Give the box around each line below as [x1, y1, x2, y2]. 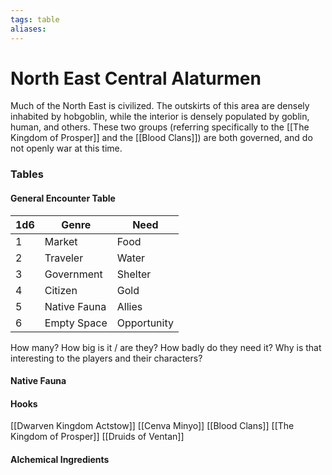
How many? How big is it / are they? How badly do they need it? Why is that [10, 341, 322, 353]
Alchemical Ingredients [10, 453, 110, 465]
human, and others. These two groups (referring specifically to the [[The [10, 121, 310, 133]
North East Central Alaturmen [10, 67, 262, 90]
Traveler [44, 251, 84, 265]
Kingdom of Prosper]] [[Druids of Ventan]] [10, 431, 185, 443]
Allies [116, 299, 143, 313]
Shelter [116, 267, 152, 281]
